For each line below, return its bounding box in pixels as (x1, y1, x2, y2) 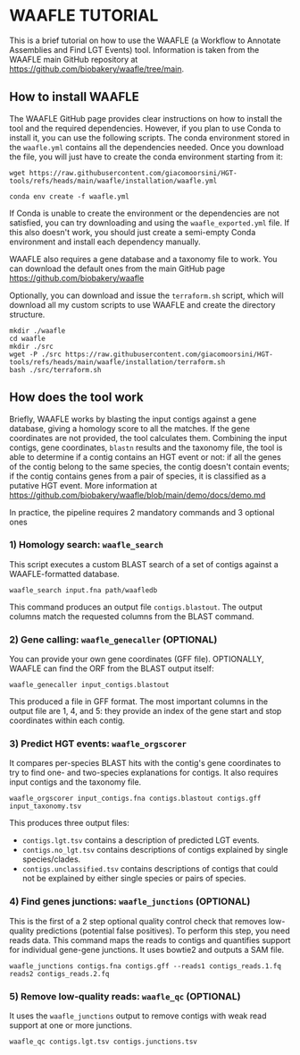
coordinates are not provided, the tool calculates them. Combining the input (9, 432, 287, 443)
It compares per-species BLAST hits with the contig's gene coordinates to (9, 758, 281, 769)
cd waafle (9, 334, 46, 343)
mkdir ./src (9, 342, 54, 351)
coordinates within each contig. (9, 715, 125, 726)
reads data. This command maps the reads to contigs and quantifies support (9, 934, 291, 945)
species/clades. (21, 854, 81, 864)
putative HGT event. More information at (9, 480, 158, 490)
